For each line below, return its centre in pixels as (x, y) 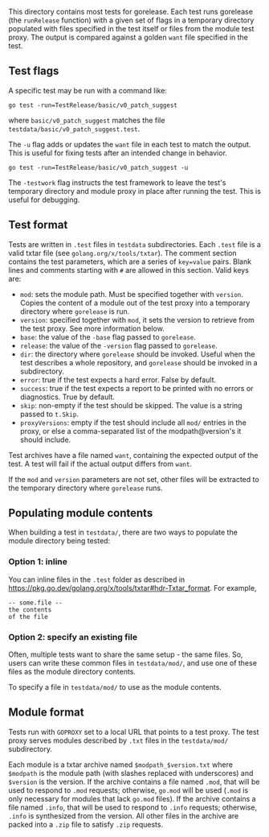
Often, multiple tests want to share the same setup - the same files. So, (126, 654)
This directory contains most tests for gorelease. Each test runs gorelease (130, 12)
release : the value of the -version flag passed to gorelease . (119, 345)
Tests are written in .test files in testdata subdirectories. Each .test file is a (134, 244)
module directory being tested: (59, 541)
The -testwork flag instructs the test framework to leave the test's (117, 182)
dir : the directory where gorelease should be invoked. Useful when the (137, 354)
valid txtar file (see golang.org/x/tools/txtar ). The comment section (122, 253)
